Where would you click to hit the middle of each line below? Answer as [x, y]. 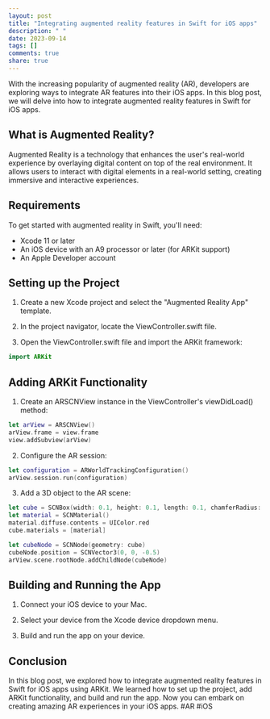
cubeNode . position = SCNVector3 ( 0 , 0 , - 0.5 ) [84, 552]
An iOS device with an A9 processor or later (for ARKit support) [125, 249]
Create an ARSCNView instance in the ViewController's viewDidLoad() [137, 401]
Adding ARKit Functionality [78, 382]
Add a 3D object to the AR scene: [75, 493]
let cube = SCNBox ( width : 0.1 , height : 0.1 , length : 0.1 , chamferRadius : [135, 508]
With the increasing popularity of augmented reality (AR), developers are [129, 84]
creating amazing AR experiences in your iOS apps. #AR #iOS [111, 706]
